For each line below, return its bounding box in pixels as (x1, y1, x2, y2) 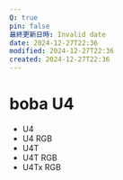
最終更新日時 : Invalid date (9, 30, 106, 39)
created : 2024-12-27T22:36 (9, 55, 110, 64)
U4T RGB (22, 152, 57, 163)
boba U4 (9, 94, 75, 114)
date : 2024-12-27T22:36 (9, 38, 99, 48)
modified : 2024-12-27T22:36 (9, 47, 115, 56)
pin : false (9, 22, 50, 31)
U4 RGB (22, 132, 52, 144)
